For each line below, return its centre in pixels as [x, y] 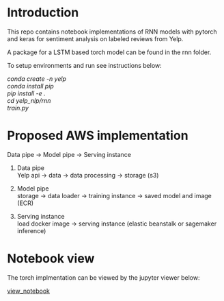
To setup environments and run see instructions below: [84, 65]
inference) [31, 230]
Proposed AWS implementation [98, 136]
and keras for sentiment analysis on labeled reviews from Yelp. [95, 38]
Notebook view [51, 259]
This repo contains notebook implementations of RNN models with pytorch [112, 32]
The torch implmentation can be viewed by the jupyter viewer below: [103, 277]
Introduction [43, 13]
